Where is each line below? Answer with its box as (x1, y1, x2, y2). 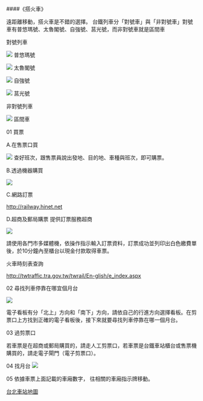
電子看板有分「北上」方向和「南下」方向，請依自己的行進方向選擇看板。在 (6, 309, 192, 316)
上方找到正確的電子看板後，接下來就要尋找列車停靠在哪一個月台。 (16, 316, 181, 323)
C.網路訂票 (6, 191, 33, 198)
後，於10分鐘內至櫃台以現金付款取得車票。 (6, 247, 113, 254)
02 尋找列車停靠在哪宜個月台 (6, 284, 79, 292)
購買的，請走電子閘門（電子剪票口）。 (6, 350, 99, 356)
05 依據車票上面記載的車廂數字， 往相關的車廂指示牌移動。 (6, 375, 154, 382)
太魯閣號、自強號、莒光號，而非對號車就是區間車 (43, 26, 165, 33)
